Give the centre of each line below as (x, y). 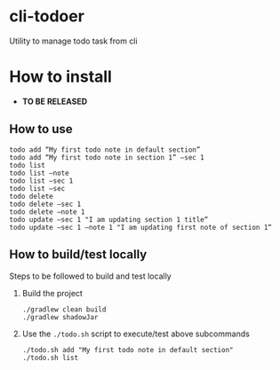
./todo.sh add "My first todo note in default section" (128, 350)
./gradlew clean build (64, 309)
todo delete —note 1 (48, 212)
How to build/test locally (78, 255)
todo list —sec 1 (41, 181)
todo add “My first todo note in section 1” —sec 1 (107, 157)
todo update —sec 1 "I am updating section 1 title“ (109, 219)
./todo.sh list (50, 358)
